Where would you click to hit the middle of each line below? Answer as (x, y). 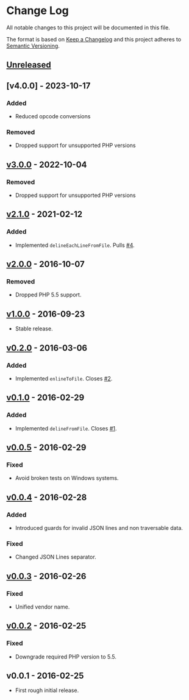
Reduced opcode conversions (53, 116)
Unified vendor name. (42, 607)
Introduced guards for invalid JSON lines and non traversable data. (99, 527)
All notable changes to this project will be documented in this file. (88, 27)
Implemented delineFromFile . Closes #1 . (66, 428)
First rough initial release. (47, 690)
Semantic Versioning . (33, 46)
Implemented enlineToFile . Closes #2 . (64, 378)
